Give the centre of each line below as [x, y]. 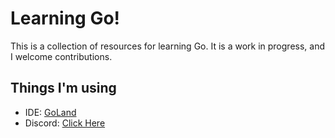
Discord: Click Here [65, 123]
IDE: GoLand [50, 112]
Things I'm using [63, 88]
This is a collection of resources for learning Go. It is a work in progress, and [167, 46]
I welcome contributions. [61, 56]
